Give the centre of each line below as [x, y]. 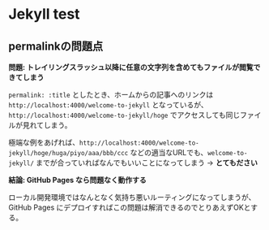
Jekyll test [44, 14]
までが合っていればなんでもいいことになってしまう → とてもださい [147, 163]
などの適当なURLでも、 [169, 152]
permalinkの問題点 [56, 46]
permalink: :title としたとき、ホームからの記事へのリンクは [111, 95]
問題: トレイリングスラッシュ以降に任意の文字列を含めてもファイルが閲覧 [131, 67]
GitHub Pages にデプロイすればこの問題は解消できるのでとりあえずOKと [130, 207]
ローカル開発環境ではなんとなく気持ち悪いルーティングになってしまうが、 [132, 197]
